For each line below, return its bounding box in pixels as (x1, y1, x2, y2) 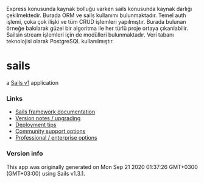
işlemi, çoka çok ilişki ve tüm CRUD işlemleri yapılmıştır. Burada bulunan (6, 18, 187, 25)
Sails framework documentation (15, 108, 96, 115)
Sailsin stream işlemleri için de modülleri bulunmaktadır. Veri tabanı (6, 31, 174, 38)
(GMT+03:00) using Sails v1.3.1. (6, 170, 85, 177)
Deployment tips (15, 121, 57, 129)
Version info (6, 149, 44, 158)
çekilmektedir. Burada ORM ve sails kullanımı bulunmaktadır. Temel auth (6, 12, 187, 19)
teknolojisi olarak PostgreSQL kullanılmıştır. (6, 38, 114, 45)
